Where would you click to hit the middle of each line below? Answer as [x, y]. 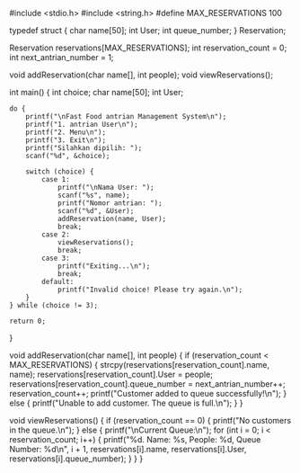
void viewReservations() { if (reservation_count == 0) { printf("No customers [150, 420]
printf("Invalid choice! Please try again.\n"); [150, 290]
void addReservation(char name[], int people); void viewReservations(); [141, 75]
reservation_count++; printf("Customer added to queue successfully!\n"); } [148, 393]
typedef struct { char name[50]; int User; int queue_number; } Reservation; [148, 30]
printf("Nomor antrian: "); [110, 203]
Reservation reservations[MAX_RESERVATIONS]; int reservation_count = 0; [148, 48]
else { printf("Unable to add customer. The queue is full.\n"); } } [127, 403]
